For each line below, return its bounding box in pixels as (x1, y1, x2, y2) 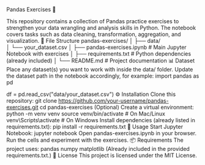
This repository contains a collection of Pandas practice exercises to (6, 18, 179, 24)
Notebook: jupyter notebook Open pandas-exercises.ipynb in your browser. (6, 130, 197, 137)
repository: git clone (6, 97, 57, 104)
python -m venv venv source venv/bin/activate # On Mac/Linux (6, 110, 165, 117)
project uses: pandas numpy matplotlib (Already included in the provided (6, 145, 190, 152)
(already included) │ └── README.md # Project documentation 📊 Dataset (6, 57, 195, 64)
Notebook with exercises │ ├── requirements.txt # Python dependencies (6, 50, 192, 57)
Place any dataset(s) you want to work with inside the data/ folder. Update (6, 66, 193, 73)
